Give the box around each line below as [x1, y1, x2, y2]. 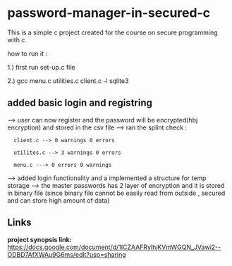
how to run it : [7, 49, 48, 58]
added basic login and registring [7, 97, 153, 109]
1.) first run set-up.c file [7, 63, 75, 71]
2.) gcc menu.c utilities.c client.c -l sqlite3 [7, 76, 129, 85]
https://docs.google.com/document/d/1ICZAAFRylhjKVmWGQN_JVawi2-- [7, 243, 221, 251]
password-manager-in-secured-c [7, 5, 210, 21]
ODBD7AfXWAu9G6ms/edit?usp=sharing [7, 250, 126, 258]
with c [7, 35, 25, 44]
